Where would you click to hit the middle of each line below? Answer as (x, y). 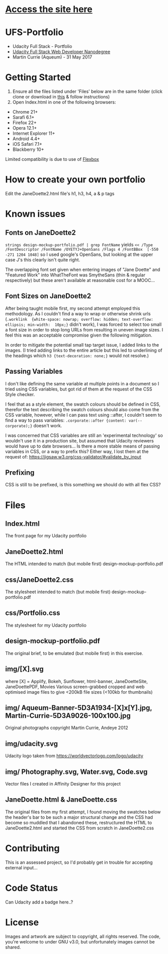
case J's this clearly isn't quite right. (43, 260)
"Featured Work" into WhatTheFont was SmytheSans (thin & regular (75, 275)
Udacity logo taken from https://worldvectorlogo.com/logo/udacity (74, 756)
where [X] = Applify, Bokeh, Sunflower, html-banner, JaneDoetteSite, (76, 681)
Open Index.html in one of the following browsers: (64, 102)
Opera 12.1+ (25, 128)
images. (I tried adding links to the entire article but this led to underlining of (84, 350)
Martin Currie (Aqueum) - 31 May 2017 (52, 57)
